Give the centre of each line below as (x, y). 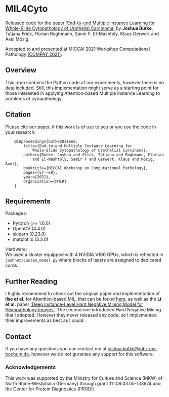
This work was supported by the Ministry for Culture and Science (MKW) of (84, 378)
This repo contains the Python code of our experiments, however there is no (85, 82)
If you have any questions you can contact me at (56, 349)
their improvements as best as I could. (45, 320)
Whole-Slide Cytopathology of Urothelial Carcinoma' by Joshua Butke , (79, 28)
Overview (21, 70)
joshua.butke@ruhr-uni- (133, 349)
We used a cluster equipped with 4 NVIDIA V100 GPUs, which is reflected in (84, 255)
